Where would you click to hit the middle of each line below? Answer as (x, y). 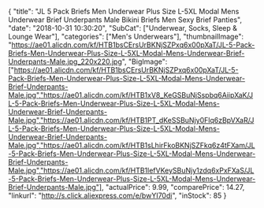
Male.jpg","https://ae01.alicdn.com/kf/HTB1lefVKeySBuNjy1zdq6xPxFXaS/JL (131, 170)
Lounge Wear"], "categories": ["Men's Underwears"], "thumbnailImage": (126, 36)
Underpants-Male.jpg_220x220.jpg (65, 61)
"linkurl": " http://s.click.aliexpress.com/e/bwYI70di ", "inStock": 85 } (117, 195)
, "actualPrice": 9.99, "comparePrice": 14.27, (173, 187)
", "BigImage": (145, 61)
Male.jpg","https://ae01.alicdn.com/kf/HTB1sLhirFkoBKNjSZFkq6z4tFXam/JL (132, 145)
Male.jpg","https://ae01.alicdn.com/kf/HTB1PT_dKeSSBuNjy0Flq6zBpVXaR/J (131, 120)
